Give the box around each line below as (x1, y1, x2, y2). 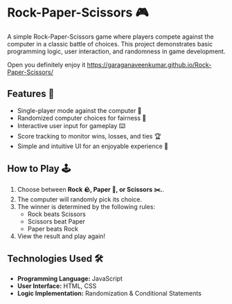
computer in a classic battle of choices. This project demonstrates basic (7, 39, 213, 48)
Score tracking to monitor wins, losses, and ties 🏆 (17, 132, 161, 140)
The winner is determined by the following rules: (17, 202, 156, 211)
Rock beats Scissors (27, 210, 87, 218)
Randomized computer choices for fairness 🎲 (17, 114, 147, 122)
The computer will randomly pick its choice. (17, 195, 142, 204)
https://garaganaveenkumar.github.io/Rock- (87, 60, 212, 69)
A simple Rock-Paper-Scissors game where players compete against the (7, 32, 214, 41)
